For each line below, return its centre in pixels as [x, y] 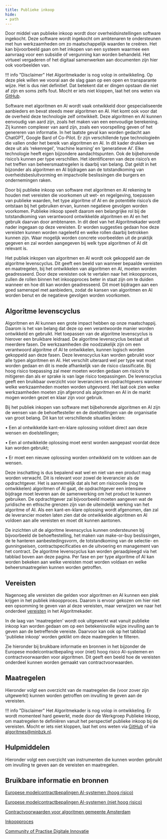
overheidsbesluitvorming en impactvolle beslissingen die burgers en [75, 175]
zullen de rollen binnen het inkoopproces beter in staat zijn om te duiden [79, 279]
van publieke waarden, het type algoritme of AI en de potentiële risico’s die [82, 201]
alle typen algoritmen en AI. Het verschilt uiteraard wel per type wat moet [80, 360]
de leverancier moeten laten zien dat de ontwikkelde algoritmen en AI [77, 515]
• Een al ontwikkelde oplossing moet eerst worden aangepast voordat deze [83, 443]
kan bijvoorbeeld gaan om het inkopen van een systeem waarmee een [77, 49]
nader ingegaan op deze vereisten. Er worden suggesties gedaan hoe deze [82, 227]
